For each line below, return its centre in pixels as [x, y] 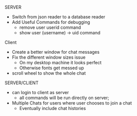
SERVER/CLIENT [22, 83]
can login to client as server [40, 92]
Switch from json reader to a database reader [59, 17]
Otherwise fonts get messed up [52, 68]
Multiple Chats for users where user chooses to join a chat [72, 103]
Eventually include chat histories [53, 108]
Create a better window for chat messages [56, 52]
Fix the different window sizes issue [49, 57]
